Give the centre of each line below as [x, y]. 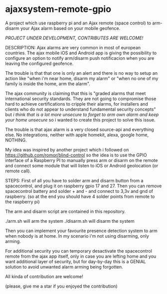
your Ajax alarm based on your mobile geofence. [70, 28]
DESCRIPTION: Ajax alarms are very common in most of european [73, 47]
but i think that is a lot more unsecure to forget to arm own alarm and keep [82, 114]
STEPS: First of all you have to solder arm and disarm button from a [74, 180]
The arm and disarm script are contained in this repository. [66, 211]
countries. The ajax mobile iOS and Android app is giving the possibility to [81, 53]
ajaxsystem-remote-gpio [58, 9]
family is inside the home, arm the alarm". [48, 84]
